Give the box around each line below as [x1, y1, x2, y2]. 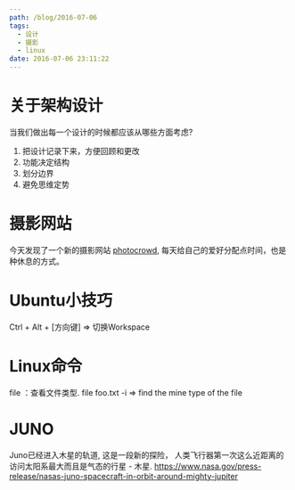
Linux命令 [9, 356, 83, 376]
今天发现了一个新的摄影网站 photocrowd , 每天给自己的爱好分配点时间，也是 [9, 244, 287, 255]
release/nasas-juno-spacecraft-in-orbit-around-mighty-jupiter [9, 470, 239, 481]
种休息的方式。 [9, 256, 64, 266]
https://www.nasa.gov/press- [154, 461, 262, 471]
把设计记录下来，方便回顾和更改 [21, 145, 140, 156]
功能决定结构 [21, 157, 70, 167]
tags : [9, 21, 29, 30]
